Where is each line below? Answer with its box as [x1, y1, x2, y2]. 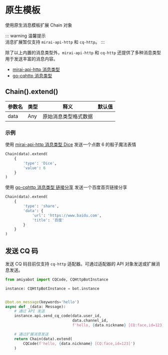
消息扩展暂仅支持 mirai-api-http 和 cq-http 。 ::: [5, 38, 105, 45]
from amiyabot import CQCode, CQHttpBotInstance [5, 277, 108, 282]
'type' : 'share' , [23, 203, 59, 209]
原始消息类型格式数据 [42, 113, 93, 120]
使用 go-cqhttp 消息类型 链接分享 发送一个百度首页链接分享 [5, 184, 127, 190]
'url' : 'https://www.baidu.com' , [31, 213, 101, 218]
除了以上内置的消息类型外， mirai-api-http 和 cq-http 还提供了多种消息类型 [5, 49, 161, 55]
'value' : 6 [23, 165, 46, 170]
